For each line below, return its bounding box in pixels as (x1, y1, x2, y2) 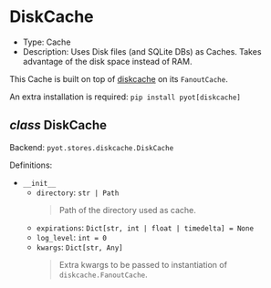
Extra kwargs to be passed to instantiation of (58, 259, 228, 270)
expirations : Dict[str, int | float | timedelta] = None (36, 221, 254, 233)
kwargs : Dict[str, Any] (36, 242, 123, 252)
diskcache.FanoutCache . (58, 269, 148, 280)
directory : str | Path (36, 187, 120, 198)
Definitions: (9, 159, 53, 170)
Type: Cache (22, 36, 71, 47)
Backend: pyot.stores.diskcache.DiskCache (9, 141, 174, 152)
